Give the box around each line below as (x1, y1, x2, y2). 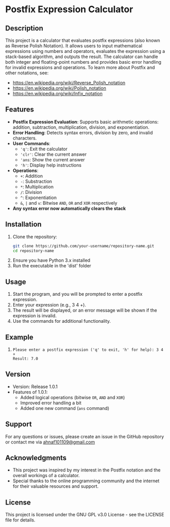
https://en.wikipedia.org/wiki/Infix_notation (12, 91, 103, 96)
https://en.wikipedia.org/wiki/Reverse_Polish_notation (12, 80, 126, 86)
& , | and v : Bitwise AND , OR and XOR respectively (20, 200, 118, 206)
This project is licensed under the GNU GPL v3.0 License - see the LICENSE (5, 512, 164, 518)
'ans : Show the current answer (20, 156, 85, 162)
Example (5, 332, 34, 342)
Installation (5, 220, 42, 229)
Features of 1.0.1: (12, 389, 48, 395)
